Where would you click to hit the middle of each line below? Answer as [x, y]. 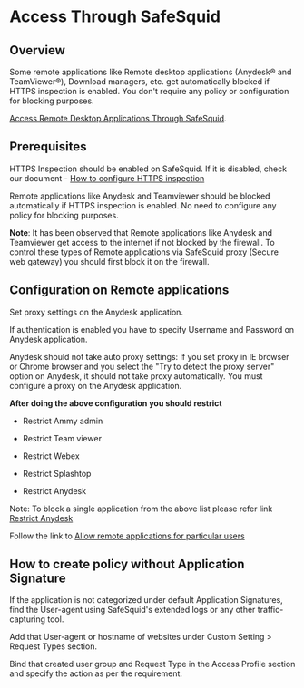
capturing [28, 619]
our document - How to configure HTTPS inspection [107, 178]
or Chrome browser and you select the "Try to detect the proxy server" [142, 366]
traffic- [270, 610]
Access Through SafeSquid [115, 17]
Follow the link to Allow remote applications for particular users [127, 536]
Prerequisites [48, 147]
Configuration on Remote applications [119, 291]
